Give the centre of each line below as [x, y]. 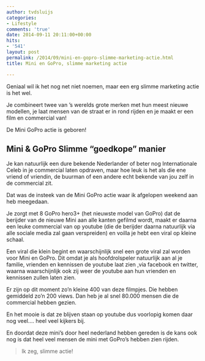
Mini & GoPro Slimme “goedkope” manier [86, 149]
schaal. [15, 239]
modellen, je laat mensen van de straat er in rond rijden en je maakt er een [100, 111]
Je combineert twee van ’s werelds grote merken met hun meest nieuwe [97, 104]
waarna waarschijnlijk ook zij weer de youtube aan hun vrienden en [91, 271]
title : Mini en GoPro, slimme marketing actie [67, 63]
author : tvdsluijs [30, 12]
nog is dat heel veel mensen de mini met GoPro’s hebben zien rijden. [93, 340]
